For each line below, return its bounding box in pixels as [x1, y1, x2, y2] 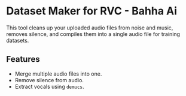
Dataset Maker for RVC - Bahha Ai [6, 4, 178, 18]
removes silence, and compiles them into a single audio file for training [6, 30, 181, 37]
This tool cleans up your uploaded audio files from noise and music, [6, 24, 173, 31]
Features [6, 54, 40, 64]
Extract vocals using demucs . [14, 83, 84, 90]
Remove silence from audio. [14, 76, 84, 83]
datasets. [6, 37, 29, 44]
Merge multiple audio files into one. [14, 70, 102, 77]
